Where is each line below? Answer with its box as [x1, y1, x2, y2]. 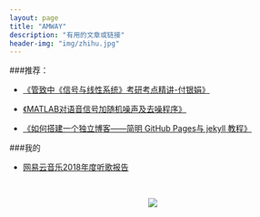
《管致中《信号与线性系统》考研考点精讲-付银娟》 [22, 84, 211, 96]
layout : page [9, 13, 59, 23]
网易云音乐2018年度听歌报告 [22, 161, 129, 173]
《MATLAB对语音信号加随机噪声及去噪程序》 [22, 104, 187, 115]
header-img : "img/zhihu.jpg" [9, 38, 120, 48]
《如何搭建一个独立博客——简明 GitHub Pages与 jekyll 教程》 [22, 123, 253, 134]
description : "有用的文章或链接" [9, 30, 125, 39]
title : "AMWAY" [9, 22, 67, 31]
